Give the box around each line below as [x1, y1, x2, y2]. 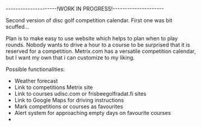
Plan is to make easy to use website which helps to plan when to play [5, 35, 178, 42]
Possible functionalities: [5, 66, 65, 73]
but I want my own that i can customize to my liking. [5, 54, 135, 61]
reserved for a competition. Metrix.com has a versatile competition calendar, [5, 48, 196, 55]
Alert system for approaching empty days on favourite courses [14, 110, 171, 116]
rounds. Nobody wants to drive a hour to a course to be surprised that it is [5, 42, 191, 48]
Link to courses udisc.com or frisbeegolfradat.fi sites [14, 90, 146, 97]
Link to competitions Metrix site [14, 84, 93, 91]
